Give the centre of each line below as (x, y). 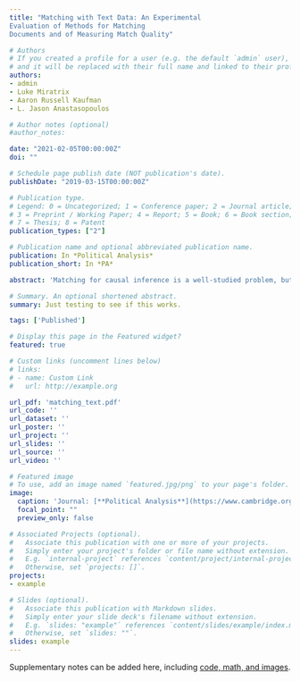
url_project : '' (39, 435)
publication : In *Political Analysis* (81, 256)
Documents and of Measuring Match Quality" (92, 34)
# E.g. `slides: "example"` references (87, 625)
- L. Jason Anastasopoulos (59, 108)
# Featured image (42, 476)
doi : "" (24, 157)
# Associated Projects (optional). (75, 534)
